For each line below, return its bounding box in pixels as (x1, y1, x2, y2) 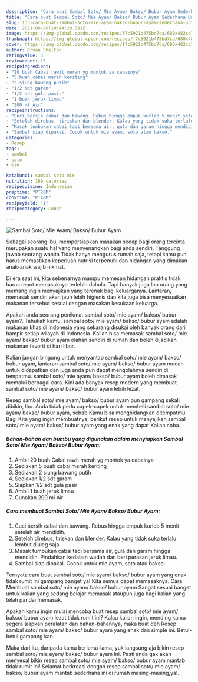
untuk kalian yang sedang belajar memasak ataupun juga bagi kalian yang (6, 590, 186, 597)
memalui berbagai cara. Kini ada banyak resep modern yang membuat (6, 379, 177, 386)
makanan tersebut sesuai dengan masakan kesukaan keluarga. (6, 300, 159, 307)
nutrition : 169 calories (6, 178, 67, 184)
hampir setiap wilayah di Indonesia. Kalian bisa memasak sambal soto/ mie (6, 330, 187, 337)
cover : (6, 42, 22, 48)
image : (6, 31, 22, 37)
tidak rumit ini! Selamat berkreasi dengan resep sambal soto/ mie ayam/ (6, 663, 180, 670)
